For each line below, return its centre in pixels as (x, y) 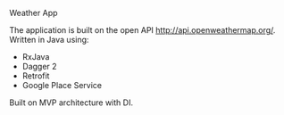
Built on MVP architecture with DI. (71, 103)
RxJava (36, 57)
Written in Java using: (49, 40)
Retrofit (36, 76)
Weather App (33, 13)
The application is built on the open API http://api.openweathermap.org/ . (142, 30)
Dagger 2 (39, 66)
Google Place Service (62, 85)
